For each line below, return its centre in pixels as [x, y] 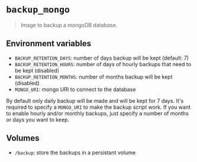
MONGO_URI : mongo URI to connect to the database [75, 89]
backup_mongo [38, 10]
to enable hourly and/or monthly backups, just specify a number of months [98, 113]
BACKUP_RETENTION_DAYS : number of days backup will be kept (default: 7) [102, 58]
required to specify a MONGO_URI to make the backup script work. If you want [98, 107]
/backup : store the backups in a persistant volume [75, 153]
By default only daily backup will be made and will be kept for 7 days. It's [95, 101]
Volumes [23, 138]
